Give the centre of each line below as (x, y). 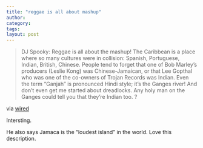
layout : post (23, 35)
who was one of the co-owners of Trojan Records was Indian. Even (105, 78)
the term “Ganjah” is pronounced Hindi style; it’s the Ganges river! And (109, 84)
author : (16, 18)
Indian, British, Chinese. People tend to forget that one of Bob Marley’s (109, 65)
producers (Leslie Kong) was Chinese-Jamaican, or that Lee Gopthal (107, 71)
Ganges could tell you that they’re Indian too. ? (79, 97)
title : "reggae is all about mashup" (54, 12)
